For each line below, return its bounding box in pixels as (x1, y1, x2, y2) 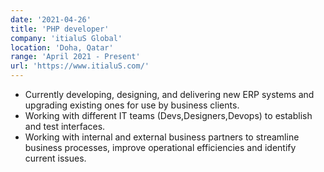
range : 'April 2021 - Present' (10, 52, 141, 62)
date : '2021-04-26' (10, 14, 92, 25)
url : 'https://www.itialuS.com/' (10, 61, 150, 71)
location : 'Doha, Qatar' (10, 42, 114, 53)
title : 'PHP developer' (10, 24, 110, 34)
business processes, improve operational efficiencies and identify (24, 142, 297, 153)
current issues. (24, 152, 87, 164)
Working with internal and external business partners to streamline (24, 131, 300, 143)
